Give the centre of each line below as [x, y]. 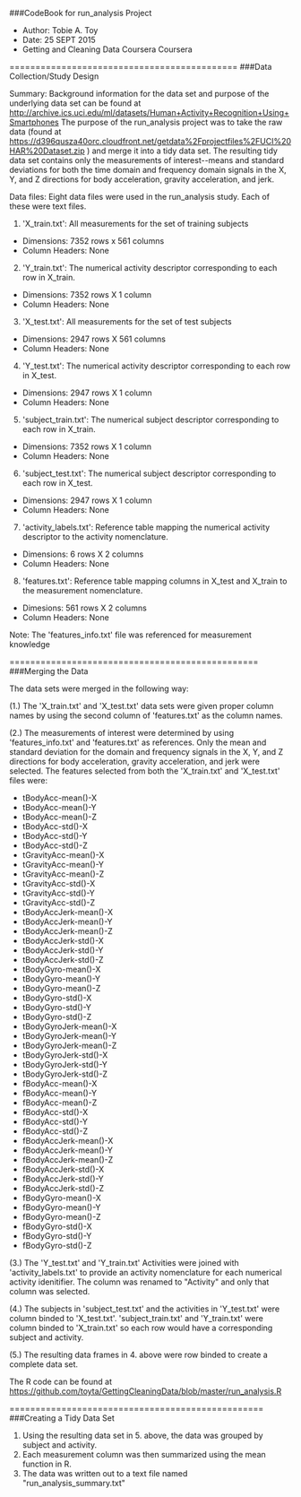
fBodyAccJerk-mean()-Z [68, 1160]
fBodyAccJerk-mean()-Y [68, 1150]
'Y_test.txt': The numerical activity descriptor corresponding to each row [156, 366]
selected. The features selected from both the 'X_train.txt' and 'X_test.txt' [145, 771]
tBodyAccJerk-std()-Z [63, 960]
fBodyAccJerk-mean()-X [68, 1141]
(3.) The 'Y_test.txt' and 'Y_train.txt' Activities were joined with [124, 1263]
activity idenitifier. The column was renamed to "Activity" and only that [139, 1282]
